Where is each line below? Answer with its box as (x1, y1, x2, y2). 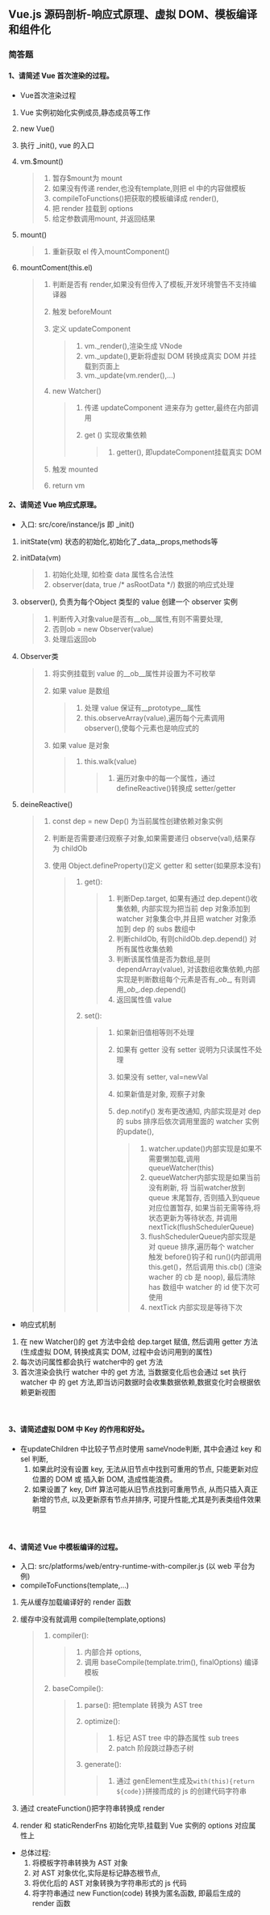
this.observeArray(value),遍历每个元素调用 (84, 712, 226, 722)
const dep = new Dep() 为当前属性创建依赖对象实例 (52, 816, 223, 826)
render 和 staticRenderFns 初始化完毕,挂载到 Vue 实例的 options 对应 (19, 1820, 249, 1830)
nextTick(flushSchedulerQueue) (148, 1222, 255, 1232)
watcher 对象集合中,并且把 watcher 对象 (116, 913, 250, 924)
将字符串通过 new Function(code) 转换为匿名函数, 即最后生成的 (31, 1888, 242, 1898)
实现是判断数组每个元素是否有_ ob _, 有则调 (116, 974, 256, 984)
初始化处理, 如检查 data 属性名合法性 (52, 569, 175, 579)
